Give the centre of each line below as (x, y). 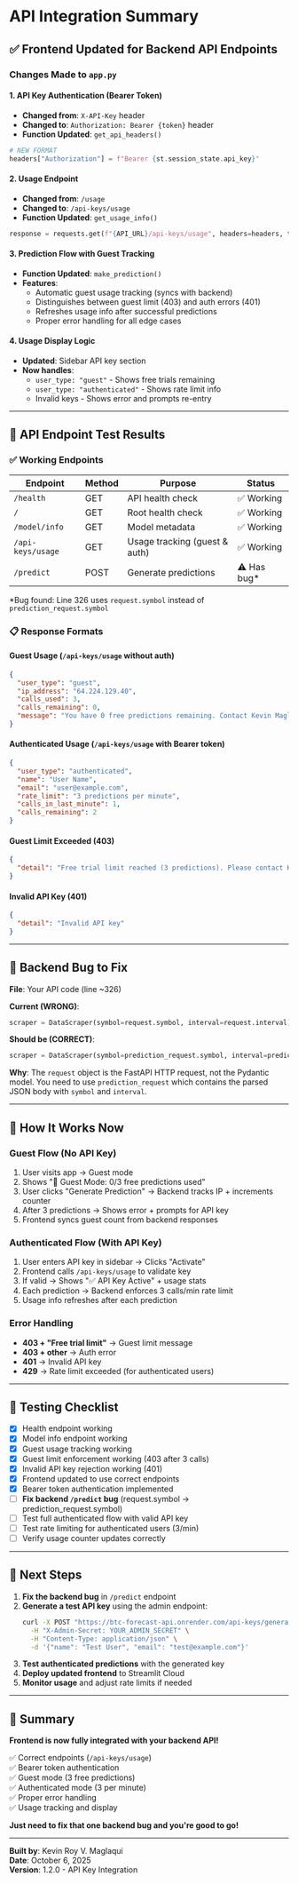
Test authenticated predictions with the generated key (123, 1664)
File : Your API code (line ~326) (66, 989)
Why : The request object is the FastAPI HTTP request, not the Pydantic (139, 1073)
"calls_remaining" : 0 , (59, 708)
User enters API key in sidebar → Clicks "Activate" (114, 1262)
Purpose (178, 483)
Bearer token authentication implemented (98, 1489)
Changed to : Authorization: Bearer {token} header (118, 124)
